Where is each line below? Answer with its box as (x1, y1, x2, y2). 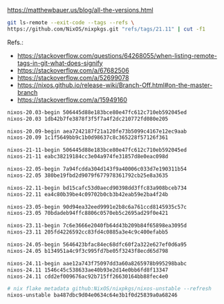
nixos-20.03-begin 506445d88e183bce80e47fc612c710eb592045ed (7, 108, 187, 116)
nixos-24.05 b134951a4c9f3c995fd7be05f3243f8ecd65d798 (7, 247, 169, 254)
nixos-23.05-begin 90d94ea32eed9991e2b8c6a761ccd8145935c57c (7, 203, 187, 210)
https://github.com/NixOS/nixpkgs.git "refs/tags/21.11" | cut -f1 (7, 26, 206, 32)
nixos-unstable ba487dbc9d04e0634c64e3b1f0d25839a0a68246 (7, 292, 178, 299)
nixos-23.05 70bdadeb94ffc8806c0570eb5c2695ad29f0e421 (7, 210, 169, 217)
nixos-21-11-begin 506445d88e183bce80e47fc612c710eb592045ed (7, 146, 187, 154)
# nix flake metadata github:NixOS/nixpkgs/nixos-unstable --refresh (7, 285, 212, 292)
